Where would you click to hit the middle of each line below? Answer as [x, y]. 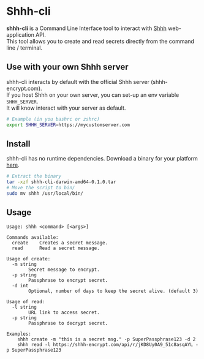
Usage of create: [28, 259]
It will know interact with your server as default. [66, 108]
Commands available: [33, 237]
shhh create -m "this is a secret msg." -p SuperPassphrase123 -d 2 [107, 339]
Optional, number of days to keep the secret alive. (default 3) [114, 291]
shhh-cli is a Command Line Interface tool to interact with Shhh [87, 28]
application [21, 34]
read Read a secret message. [56, 248]
